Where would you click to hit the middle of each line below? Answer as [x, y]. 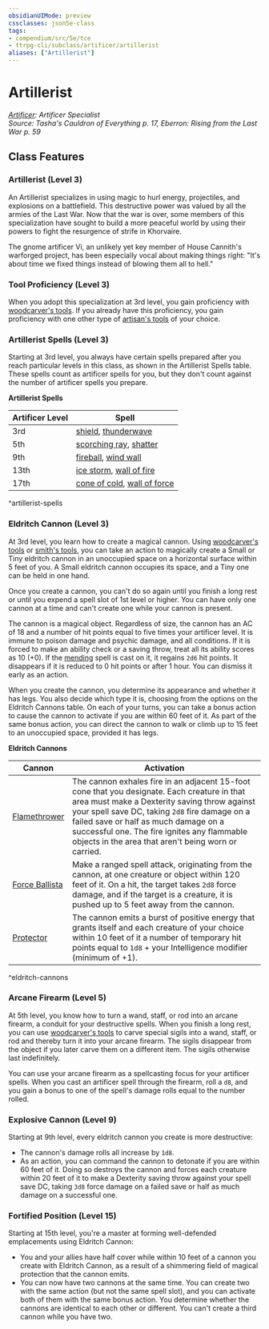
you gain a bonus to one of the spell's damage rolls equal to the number [127, 1090]
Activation [164, 768]
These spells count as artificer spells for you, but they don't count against [130, 374]
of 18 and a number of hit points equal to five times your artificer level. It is [131, 632]
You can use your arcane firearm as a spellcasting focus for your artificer [129, 1073]
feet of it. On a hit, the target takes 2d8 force [154, 884]
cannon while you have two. [66, 1317]
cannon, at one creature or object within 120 [156, 874]
